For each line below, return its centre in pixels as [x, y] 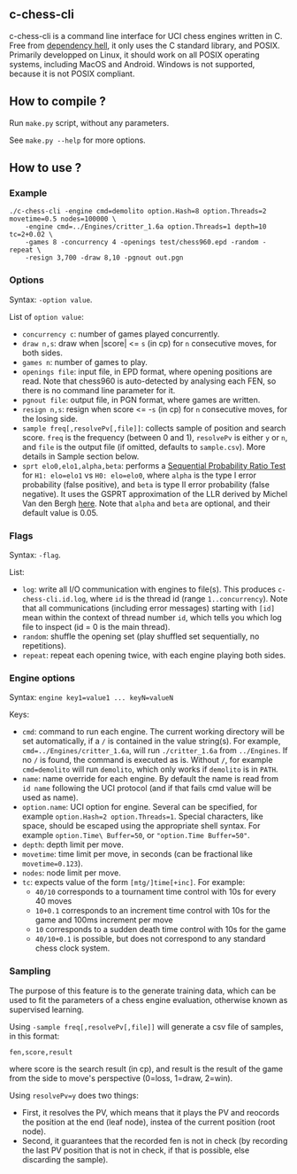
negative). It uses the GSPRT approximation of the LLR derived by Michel [155, 494]
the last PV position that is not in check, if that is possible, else [136, 1150]
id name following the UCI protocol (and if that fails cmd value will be [147, 789]
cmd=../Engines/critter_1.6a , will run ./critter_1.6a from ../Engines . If [155, 750]
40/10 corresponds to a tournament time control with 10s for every [156, 892]
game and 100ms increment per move [104, 920]
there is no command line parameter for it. [99, 390]
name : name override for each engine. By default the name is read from [150, 779]
